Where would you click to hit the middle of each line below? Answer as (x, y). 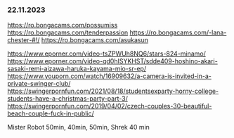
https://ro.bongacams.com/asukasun (95, 40)
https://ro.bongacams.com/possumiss (63, 25)
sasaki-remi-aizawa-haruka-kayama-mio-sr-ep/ (77, 69)
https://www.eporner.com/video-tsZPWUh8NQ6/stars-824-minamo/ (106, 54)
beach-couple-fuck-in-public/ (51, 113)
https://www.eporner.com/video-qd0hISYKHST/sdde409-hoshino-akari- (112, 61)
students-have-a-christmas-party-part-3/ (67, 99)
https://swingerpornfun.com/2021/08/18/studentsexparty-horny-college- (113, 91)
